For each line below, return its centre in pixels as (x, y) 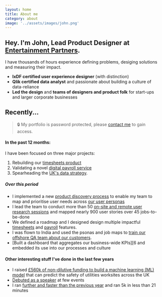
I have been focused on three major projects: (50, 153)
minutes (20, 290)
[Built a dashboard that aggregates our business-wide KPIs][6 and (78, 243)
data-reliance (26, 87)
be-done (21, 217)
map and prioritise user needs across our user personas (68, 201)
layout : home (18, 9)
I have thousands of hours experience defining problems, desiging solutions (81, 62)
